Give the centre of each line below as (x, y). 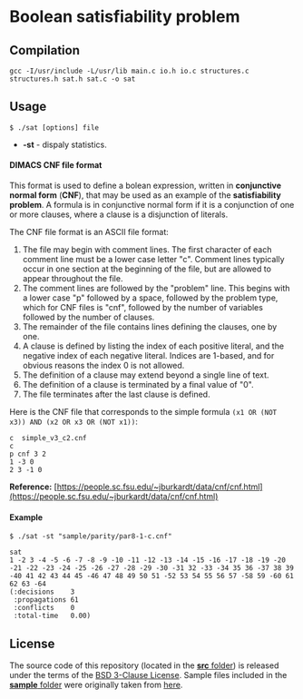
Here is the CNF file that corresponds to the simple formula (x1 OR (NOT (143, 412)
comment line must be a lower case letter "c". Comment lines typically (153, 260)
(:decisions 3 (42, 592)
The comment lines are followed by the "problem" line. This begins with (156, 289)
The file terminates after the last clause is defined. (116, 394)
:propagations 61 (46, 600)
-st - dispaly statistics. (64, 144)
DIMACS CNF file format (56, 165)
